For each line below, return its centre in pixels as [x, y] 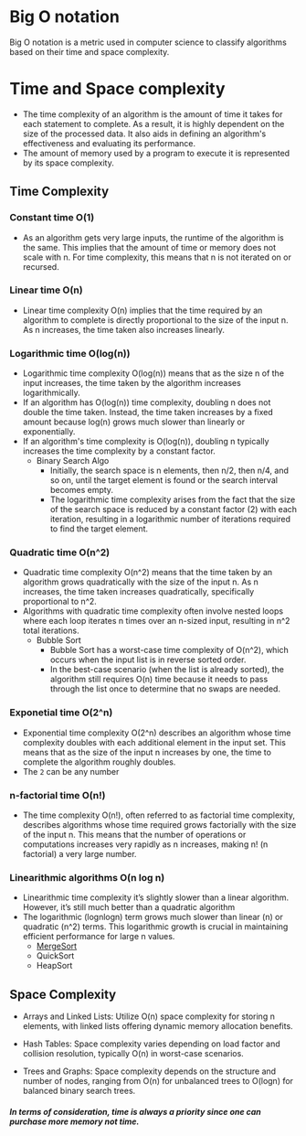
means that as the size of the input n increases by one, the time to [147, 752]
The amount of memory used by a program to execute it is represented [156, 153]
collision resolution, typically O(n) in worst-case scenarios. [133, 1054]
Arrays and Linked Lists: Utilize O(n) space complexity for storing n [149, 1016]
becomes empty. [82, 490]
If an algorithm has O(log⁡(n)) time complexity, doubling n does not [147, 402]
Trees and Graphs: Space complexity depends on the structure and [149, 1071]
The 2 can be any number [71, 771]
